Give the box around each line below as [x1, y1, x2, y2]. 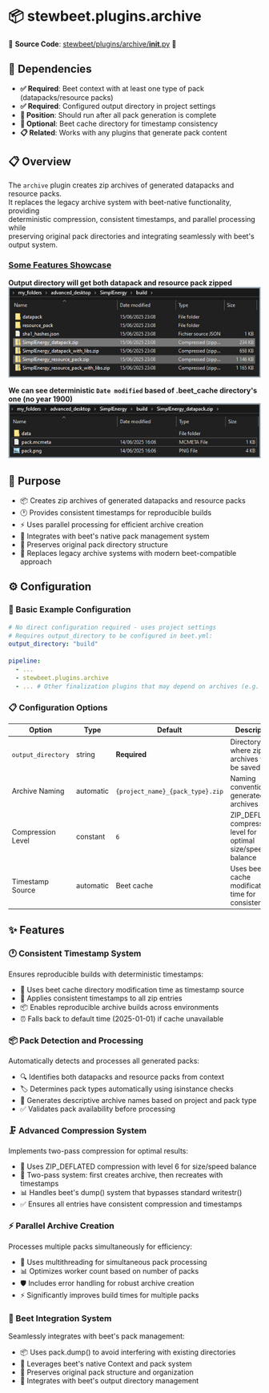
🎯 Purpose [8, 474, 62, 488]
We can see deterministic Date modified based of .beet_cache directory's [8, 386, 258, 396]
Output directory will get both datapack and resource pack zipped [8, 278, 232, 288]
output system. [8, 240, 58, 249]
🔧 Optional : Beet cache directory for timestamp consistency [19, 119, 219, 128]
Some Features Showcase [8, 260, 112, 271]
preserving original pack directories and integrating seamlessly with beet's [8, 231, 255, 241]
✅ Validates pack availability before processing [19, 1104, 176, 1113]
